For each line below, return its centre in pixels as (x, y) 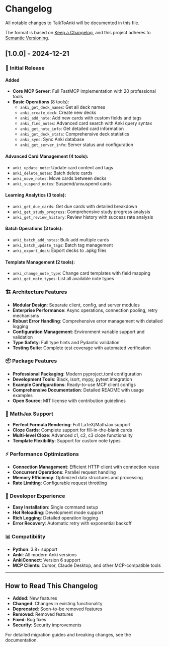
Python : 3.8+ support (35, 549)
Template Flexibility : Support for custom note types (66, 441)
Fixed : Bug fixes (29, 619)
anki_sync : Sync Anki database (52, 140)
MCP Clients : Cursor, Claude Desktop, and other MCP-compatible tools (87, 565)
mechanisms (26, 315)
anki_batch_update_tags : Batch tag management (63, 245)
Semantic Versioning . (27, 38)
